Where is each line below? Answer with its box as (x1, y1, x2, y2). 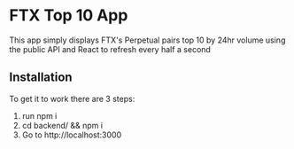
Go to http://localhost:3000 (21, 129, 122, 140)
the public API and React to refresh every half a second (9, 43, 211, 54)
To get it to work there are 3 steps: (9, 93, 135, 104)
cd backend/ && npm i (21, 120, 104, 130)
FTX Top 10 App (9, 5, 128, 26)
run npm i (21, 110, 58, 121)
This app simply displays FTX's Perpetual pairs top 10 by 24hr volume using (9, 35, 286, 45)
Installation (9, 70, 73, 85)
